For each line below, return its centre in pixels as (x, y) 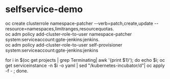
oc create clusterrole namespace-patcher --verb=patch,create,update (79, 23)
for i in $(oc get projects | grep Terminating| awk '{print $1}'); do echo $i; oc (85, 60)
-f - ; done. (17, 71)
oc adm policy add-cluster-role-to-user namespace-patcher (69, 34)
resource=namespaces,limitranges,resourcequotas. (60, 28)
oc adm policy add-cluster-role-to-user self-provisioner (64, 45)
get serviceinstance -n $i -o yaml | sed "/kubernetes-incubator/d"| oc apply (85, 65)
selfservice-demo (44, 9)
